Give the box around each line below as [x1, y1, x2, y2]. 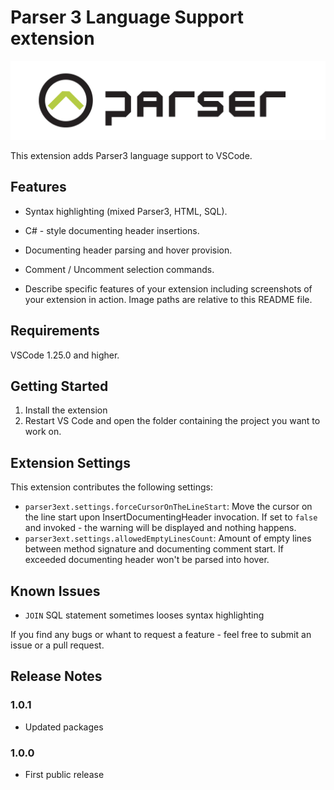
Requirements [10, 322, 100, 340]
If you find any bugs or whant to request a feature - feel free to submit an [10, 629, 312, 640]
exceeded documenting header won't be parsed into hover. [24, 554, 270, 566]
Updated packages [24, 721, 104, 733]
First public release [24, 768, 105, 780]
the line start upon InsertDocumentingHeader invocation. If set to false [24, 511, 318, 523]
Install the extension [24, 404, 108, 416]
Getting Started [10, 377, 109, 395]
